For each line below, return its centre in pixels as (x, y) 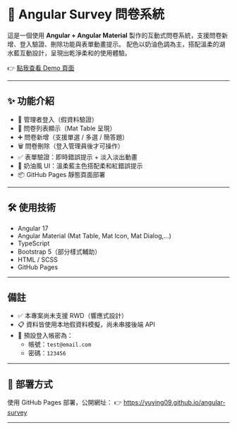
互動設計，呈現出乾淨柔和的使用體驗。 (75, 53)
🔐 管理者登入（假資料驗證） (57, 119)
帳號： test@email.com (60, 344)
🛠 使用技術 (32, 208)
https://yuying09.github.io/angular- (174, 403)
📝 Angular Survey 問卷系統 (86, 14)
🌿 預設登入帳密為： (45, 336)
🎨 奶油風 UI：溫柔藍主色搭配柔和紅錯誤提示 (80, 166)
